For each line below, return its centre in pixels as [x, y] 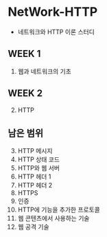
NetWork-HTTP [53, 12]
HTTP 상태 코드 [39, 159]
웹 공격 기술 [34, 227]
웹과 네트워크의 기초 [44, 71]
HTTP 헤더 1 [34, 177]
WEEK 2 [25, 93]
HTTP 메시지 [35, 151]
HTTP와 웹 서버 [39, 168]
